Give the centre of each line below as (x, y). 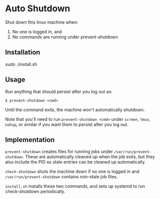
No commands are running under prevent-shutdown (65, 37)
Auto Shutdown (38, 9)
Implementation (30, 140)
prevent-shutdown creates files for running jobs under (59, 152)
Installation (23, 52)
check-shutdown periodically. (35, 192)
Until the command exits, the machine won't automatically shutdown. (75, 110)
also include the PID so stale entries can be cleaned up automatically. (76, 162)
